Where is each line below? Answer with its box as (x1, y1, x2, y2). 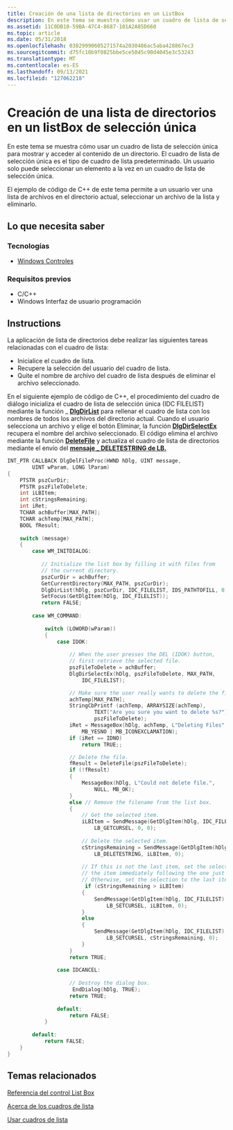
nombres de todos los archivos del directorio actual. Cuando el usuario (7, 415, 209, 423)
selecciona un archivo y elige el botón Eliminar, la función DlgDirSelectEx (7, 422, 217, 431)
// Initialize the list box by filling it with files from (41, 560, 216, 568)
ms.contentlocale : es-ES (7, 62, 79, 69)
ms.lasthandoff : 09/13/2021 (7, 68, 89, 75)
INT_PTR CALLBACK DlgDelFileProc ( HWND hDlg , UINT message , (7, 458, 182, 465)
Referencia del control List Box (7, 1088, 95, 1097)
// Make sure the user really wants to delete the (69, 689, 218, 697)
